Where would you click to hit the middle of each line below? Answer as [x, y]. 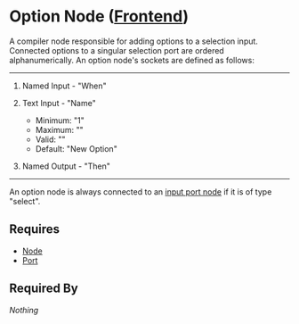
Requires [35, 229]
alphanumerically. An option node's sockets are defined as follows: [132, 60]
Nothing [24, 310]
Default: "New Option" [76, 148]
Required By [44, 289]
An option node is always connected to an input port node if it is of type [141, 191]
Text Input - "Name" [59, 103]
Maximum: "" [59, 129]
